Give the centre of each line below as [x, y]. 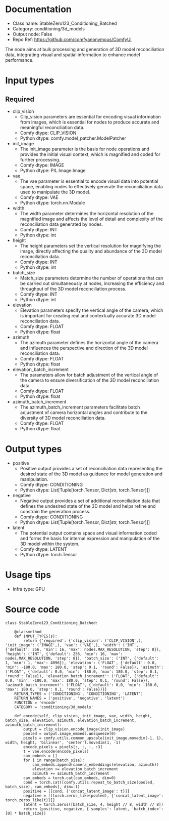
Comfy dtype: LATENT [43, 549]
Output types [34, 449]
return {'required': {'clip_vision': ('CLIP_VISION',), [83, 641]
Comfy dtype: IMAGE [42, 165]
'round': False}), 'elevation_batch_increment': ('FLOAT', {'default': [82, 676]
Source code [32, 609]
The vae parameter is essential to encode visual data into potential [89, 181]
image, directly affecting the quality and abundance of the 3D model [91, 251]
